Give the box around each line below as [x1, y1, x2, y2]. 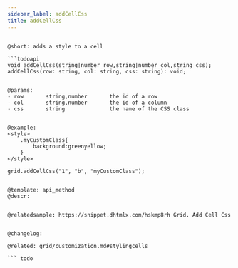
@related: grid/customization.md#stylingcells [7, 242, 148, 249]
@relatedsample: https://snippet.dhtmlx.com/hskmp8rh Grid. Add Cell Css [7, 211, 232, 218]
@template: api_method [7, 186, 75, 193]
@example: [7, 124, 37, 131]
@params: [7, 86, 33, 93]
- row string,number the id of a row [7, 93, 158, 100]
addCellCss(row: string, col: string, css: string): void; [7, 68, 187, 75]
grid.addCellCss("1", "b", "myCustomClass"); [7, 167, 145, 175]
